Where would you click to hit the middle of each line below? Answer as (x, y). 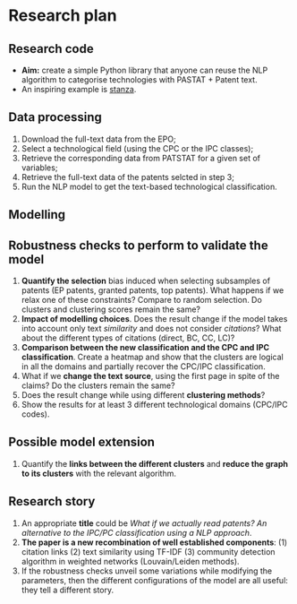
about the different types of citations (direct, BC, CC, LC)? (128, 338)
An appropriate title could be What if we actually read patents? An (144, 523)
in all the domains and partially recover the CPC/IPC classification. (143, 367)
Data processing (55, 117)
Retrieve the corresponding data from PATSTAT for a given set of (141, 158)
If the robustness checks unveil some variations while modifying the (147, 571)
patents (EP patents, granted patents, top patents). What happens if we (153, 290)
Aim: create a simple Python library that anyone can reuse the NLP (144, 70)
